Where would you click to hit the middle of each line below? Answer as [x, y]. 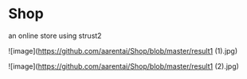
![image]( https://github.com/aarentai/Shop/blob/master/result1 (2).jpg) [123, 66]
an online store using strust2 [55, 36]
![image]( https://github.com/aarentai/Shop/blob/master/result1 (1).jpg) [123, 51]
